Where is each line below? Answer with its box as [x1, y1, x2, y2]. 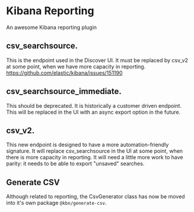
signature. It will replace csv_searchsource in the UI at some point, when [6, 147, 183, 155]
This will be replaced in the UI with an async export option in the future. [6, 108, 181, 115]
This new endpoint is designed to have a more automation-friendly [6, 141, 169, 149]
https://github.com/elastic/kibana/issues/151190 [6, 69, 123, 76]
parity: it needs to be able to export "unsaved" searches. [6, 160, 145, 167]
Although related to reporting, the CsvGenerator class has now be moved [6, 193, 185, 200]
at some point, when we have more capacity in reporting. [6, 63, 146, 70]
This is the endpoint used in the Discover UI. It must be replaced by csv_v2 [6, 56, 189, 63]
